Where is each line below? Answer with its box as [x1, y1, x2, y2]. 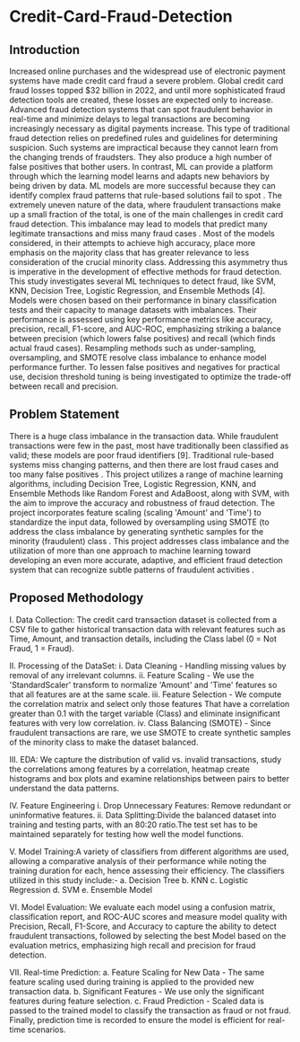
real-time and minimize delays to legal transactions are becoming [9, 114, 251, 124]
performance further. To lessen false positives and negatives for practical [9, 362, 280, 372]
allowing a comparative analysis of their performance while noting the [9, 855, 267, 866]
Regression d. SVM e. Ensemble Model [9, 884, 153, 895]
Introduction [9, 42, 81, 57]
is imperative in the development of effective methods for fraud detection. [9, 267, 282, 277]
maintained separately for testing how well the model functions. [9, 828, 244, 839]
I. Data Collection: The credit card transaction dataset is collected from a [9, 614, 278, 625]
